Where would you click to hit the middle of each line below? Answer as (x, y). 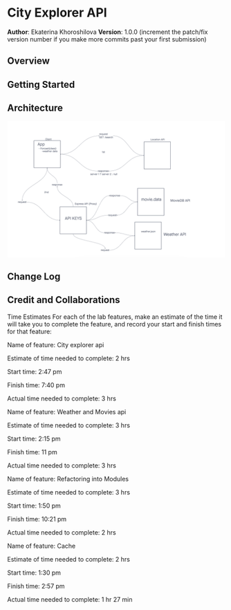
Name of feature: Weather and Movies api (67, 412)
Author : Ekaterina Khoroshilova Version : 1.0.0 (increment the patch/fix (108, 32)
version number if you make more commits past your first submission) (107, 39)
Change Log (34, 276)
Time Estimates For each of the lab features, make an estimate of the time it (115, 317)
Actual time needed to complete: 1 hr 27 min (70, 599)
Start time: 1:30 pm (34, 573)
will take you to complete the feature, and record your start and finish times (114, 324)
